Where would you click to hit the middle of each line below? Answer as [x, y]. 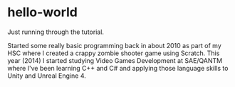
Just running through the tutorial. [56, 32]
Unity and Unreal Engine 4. [47, 76]
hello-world [43, 12]
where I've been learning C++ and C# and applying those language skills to [118, 68]
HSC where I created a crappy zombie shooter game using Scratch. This [114, 53]
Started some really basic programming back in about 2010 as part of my [115, 45]
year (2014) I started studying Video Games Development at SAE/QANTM [115, 60]
